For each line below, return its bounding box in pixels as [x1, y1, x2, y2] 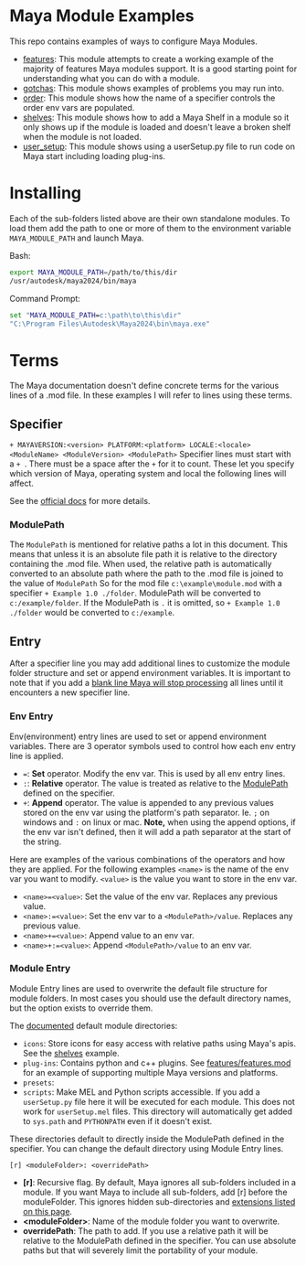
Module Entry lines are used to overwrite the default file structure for [9, 982, 268, 993]
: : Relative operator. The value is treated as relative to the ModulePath [22, 777, 289, 788]
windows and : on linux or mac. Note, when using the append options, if [22, 816, 296, 828]
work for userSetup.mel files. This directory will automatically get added [22, 1106, 293, 1117]
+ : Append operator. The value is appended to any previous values [22, 797, 274, 808]
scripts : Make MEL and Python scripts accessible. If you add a [22, 1086, 260, 1098]
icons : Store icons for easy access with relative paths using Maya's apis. [22, 1037, 297, 1048]
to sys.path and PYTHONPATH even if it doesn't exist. [22, 1115, 213, 1126]
